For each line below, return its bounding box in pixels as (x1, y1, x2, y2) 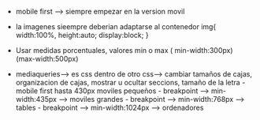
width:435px (15, 95, 58, 103)
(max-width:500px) (15, 54, 79, 63)
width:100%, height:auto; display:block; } (15, 31, 149, 39)
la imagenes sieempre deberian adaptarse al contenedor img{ (15, 22, 217, 31)
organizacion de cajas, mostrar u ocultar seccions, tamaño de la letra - (15, 78, 246, 87)
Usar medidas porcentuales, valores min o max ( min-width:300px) (15, 46, 234, 54)
